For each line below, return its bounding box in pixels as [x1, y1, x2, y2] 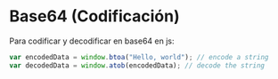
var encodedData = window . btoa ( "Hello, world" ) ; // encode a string [9, 52, 269, 61]
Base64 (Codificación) [9, 6, 180, 27]
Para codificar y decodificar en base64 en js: [9, 36, 176, 46]
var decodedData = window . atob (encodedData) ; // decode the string [9, 60, 266, 70]
